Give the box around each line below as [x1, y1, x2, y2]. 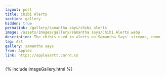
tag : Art [5, 39, 23, 44]
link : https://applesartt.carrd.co [5, 52, 79, 58]
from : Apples [5, 48, 32, 53]
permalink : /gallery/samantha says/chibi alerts [5, 26, 107, 30]
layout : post [5, 7, 32, 12]
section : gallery [5, 16, 41, 21]
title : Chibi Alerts [5, 12, 48, 17]
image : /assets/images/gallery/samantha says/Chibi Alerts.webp [5, 30, 140, 35]
